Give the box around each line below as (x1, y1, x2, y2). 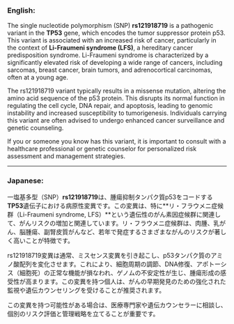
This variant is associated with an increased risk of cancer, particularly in (7, 36, 217, 45)
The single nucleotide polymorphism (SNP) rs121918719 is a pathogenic (7, 22, 214, 30)
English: (7, 6, 36, 15)
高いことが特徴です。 (13, 236, 75, 245)
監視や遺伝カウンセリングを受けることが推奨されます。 (7, 286, 166, 294)
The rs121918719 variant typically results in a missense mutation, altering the (7, 86, 226, 95)
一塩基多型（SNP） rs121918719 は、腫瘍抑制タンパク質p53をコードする (7, 192, 213, 201)
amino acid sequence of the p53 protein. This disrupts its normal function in (7, 94, 225, 102)
